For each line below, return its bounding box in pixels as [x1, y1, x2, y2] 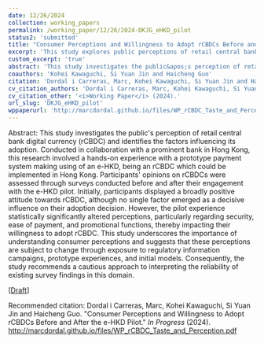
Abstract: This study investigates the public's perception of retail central [8, 128, 242, 138]
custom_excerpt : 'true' [8, 56, 86, 64]
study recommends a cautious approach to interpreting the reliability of [8, 262, 239, 271]
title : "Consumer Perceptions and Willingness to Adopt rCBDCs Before [8, 41, 244, 49]
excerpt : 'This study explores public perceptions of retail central [8, 48, 241, 56]
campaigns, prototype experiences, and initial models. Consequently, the [8, 253, 245, 263]
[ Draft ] [8, 286, 30, 295]
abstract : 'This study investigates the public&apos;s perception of [8, 63, 241, 71]
